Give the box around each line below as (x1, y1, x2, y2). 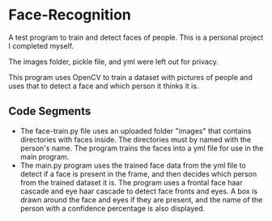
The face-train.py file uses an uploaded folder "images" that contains (19, 125, 252, 135)
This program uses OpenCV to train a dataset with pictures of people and (8, 72, 253, 82)
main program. (19, 151, 70, 161)
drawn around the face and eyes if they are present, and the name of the (19, 194, 263, 204)
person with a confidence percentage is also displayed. (19, 203, 206, 213)
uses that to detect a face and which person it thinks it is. (8, 81, 199, 91)
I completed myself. (8, 40, 74, 50)
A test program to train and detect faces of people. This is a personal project (8, 32, 264, 42)
